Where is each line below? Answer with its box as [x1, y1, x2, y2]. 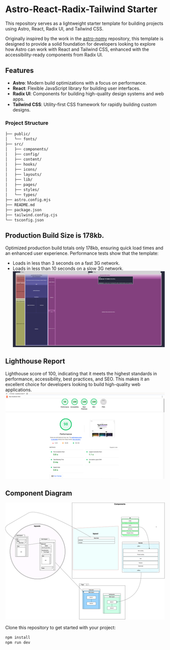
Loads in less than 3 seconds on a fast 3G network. [12, 260, 120, 266]
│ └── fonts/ [5, 137, 37, 142]
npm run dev [5, 640, 30, 645]
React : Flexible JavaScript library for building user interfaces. [12, 85, 141, 91]
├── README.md [5, 203, 35, 208]
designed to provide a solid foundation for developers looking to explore [5, 41, 156, 47]
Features [5, 66, 34, 75]
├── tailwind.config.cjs [5, 213, 58, 218]
